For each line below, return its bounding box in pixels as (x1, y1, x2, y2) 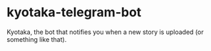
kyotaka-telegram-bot (6, 4, 142, 21)
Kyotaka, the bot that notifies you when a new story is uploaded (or (6, 28, 204, 36)
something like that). (6, 35, 67, 43)
